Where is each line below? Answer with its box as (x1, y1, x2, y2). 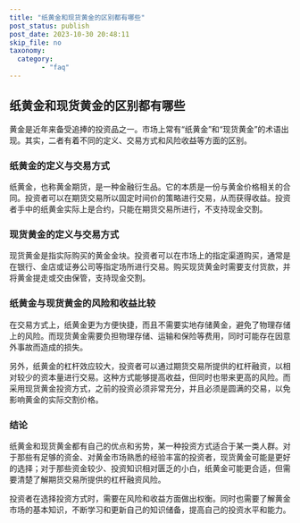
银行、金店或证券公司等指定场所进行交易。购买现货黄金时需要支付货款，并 (16, 261, 291, 273)
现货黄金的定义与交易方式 (9, 228, 120, 240)
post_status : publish (9, 21, 90, 30)
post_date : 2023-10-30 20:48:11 (9, 30, 129, 38)
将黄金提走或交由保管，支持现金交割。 (9, 273, 150, 283)
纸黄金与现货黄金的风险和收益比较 (9, 297, 156, 309)
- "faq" (41, 63, 70, 72)
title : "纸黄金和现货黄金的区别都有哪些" (9, 13, 146, 22)
